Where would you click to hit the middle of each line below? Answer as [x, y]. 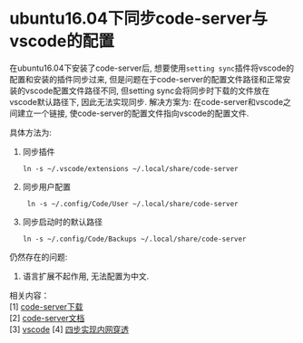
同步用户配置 [46, 186]
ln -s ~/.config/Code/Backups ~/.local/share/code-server [134, 239]
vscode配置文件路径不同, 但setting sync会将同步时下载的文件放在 [147, 91]
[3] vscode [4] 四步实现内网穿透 [69, 329]
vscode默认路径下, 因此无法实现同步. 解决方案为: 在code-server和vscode [147, 101]
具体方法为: [31, 132]
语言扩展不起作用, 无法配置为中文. [86, 276]
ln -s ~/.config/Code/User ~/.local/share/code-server [132, 204]
